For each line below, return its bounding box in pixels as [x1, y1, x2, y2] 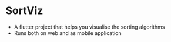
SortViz [5, 4, 43, 17]
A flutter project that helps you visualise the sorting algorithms [14, 23, 165, 30]
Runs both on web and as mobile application [14, 29, 122, 36]
